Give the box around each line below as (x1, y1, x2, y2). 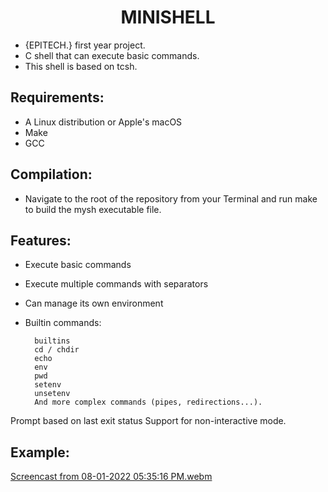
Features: (10, 232, 72, 249)
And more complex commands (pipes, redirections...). (34, 397, 263, 408)
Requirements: (10, 89, 105, 106)
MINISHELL (120, 6, 216, 29)
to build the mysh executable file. (24, 203, 162, 215)
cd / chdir (34, 345, 80, 355)
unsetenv (34, 389, 71, 399)
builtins (34, 336, 71, 346)
